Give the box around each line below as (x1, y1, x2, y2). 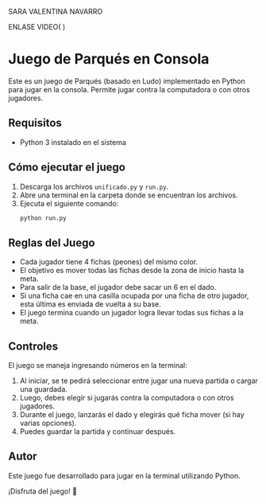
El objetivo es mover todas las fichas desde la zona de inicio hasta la (19, 266, 245, 275)
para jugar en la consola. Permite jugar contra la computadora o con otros (8, 84, 250, 94)
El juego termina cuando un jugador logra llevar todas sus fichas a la (19, 308, 244, 318)
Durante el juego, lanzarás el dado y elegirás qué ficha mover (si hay (19, 410, 245, 420)
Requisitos (8, 116, 62, 130)
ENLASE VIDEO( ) (8, 22, 66, 31)
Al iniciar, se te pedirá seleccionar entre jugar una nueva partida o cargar (19, 376, 258, 385)
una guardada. (19, 385, 67, 394)
